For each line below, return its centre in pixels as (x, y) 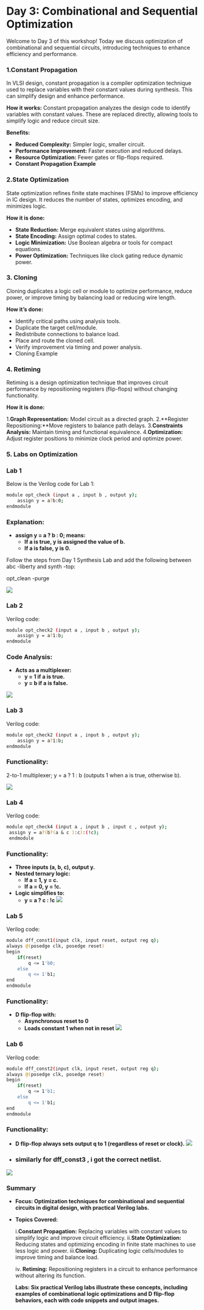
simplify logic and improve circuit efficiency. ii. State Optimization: (98, 1238)
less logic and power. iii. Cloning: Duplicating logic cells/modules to (99, 1251)
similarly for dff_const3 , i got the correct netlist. (88, 1159)
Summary (21, 1188)
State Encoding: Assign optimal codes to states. (76, 236)
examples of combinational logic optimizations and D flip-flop (95, 1294)
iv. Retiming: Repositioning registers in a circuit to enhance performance (106, 1269)
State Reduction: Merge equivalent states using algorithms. (90, 229)
